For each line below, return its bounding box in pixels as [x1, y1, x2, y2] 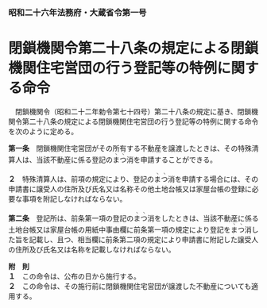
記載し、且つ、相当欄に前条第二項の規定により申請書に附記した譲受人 [29, 234, 259, 244]
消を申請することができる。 [126, 155, 217, 164]
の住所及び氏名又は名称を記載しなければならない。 [8, 244, 176, 254]
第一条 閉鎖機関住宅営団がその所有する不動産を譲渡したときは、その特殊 [8, 143, 252, 152]
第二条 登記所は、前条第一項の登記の [8, 213, 133, 223]
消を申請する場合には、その [168, 174, 259, 183]
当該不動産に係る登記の [35, 155, 113, 164]
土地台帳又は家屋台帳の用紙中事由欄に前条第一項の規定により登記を [8, 225, 231, 234]
